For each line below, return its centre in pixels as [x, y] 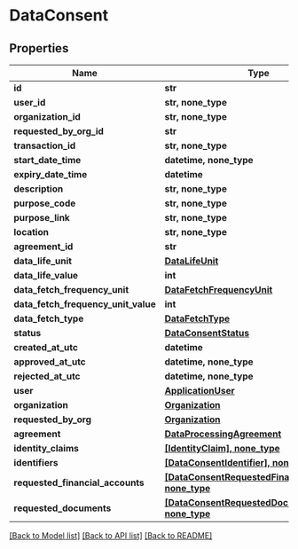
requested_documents [63, 508]
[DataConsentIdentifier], [217, 463]
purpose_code [45, 203]
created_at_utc [46, 347]
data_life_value [46, 275]
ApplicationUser [200, 391]
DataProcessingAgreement [223, 434]
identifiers [36, 463]
